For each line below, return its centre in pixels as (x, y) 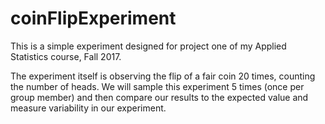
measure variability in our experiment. (88, 108)
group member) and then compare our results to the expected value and (159, 97)
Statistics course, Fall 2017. (66, 56)
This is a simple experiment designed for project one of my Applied (148, 46)
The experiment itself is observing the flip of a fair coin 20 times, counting (163, 76)
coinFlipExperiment (93, 18)
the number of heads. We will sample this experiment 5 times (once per (157, 86)
